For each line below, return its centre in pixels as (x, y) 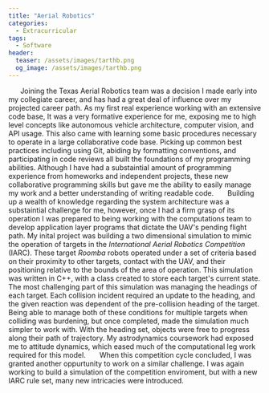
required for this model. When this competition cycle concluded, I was (130, 355)
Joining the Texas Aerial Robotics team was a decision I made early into (139, 91)
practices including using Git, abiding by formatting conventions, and (122, 150)
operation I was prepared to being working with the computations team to (130, 218)
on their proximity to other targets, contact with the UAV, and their (117, 261)
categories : (28, 23)
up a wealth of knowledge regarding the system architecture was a (119, 201)
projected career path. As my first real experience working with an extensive (135, 107)
